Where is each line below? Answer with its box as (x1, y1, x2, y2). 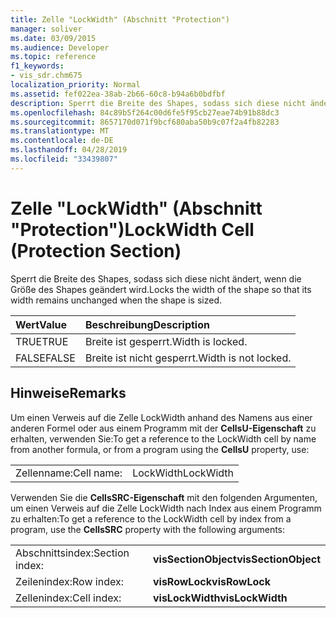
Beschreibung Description (84, 317, 210, 331)
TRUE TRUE (15, 334, 69, 348)
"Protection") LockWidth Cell (10, 218, 255, 241)
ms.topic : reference (10, 52, 97, 62)
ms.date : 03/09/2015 (10, 33, 97, 43)
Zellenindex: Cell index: (15, 591, 122, 605)
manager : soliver (10, 24, 83, 34)
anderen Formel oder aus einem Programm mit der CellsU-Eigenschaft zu (10, 422, 317, 434)
